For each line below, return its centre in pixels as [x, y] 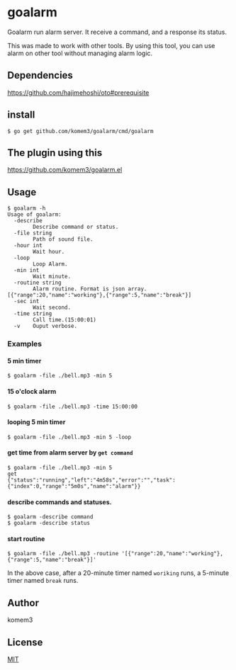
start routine [26, 538]
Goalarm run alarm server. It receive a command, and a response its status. [117, 32]
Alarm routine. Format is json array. [90, 289]
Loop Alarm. [51, 264]
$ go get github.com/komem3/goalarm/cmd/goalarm [80, 131]
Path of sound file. [63, 239]
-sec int [27, 302]
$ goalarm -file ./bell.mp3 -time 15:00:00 [73, 407]
